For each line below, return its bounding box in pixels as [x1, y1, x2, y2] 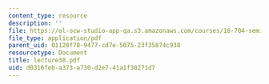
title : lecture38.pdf [8, 57, 81, 65]
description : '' [8, 19, 62, 27]
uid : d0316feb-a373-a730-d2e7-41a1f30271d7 [8, 64, 156, 72]
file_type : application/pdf [8, 34, 102, 42]
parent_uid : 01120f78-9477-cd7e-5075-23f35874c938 [8, 42, 181, 50]
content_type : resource [8, 11, 88, 20]
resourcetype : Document [8, 49, 88, 57]
